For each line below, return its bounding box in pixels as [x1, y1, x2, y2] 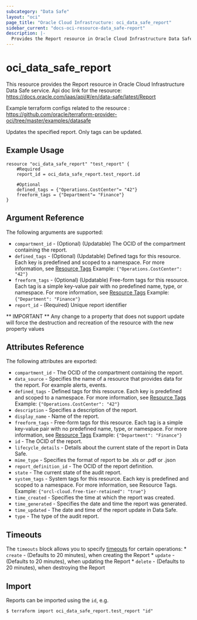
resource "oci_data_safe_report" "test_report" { [6, 161, 130, 167]
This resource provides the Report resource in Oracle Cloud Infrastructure [6, 81, 185, 88]
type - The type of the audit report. [14, 512, 99, 520]
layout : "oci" [6, 14, 41, 20]
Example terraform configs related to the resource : [6, 104, 130, 112]
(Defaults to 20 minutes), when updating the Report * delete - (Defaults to [6, 558, 185, 565]
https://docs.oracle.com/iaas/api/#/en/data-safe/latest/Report [6, 93, 157, 100]
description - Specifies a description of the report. [14, 407, 138, 414]
